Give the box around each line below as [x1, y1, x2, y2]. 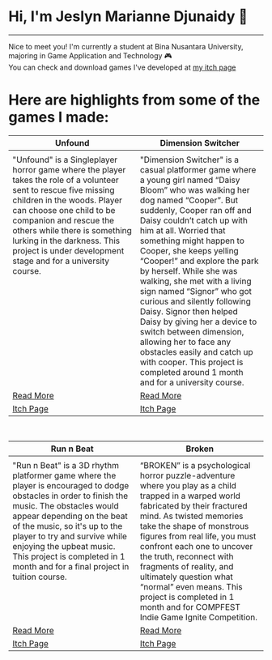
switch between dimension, [140, 326, 244, 337]
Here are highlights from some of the [8, 91, 261, 109]
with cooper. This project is [140, 356, 244, 368]
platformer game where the [12, 470, 117, 481]
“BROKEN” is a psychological [140, 459, 251, 471]
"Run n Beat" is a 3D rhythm [12, 459, 120, 471]
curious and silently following [140, 296, 251, 307]
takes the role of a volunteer [12, 174, 119, 185]
